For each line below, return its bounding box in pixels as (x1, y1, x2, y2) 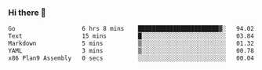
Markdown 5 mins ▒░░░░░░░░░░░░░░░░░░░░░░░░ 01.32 (8, 39, 255, 48)
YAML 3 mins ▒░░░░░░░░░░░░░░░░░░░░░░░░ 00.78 (8, 46, 255, 54)
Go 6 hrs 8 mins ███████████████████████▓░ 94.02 (8, 25, 255, 33)
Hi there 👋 (8, 7, 47, 18)
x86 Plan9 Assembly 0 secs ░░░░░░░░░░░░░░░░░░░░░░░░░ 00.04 (8, 54, 255, 62)
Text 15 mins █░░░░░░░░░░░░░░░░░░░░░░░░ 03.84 (8, 32, 255, 40)
